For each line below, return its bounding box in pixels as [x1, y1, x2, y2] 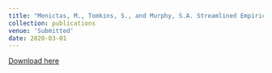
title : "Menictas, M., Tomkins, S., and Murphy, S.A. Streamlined [8, 11, 237, 20]
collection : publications [8, 19, 96, 27]
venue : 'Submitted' [8, 26, 74, 34]
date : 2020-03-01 [8, 34, 67, 43]
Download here [8, 56, 59, 66]
